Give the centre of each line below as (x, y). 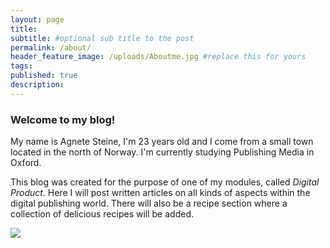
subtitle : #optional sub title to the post (102, 38)
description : (37, 85)
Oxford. (26, 163)
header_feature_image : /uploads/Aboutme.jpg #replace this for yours (158, 57)
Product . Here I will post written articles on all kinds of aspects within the (160, 193)
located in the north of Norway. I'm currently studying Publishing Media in (162, 152)
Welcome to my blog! (63, 119)
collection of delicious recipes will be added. (102, 214)
